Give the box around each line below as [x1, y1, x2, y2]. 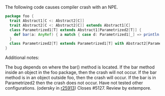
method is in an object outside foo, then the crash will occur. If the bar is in [5, 75, 156, 80]
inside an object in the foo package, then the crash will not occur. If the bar [5, 69, 157, 75]
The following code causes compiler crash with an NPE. [5, 4, 118, 10]
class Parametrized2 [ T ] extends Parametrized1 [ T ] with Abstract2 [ [9, 41, 148, 46]
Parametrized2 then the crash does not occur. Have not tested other [5, 80, 143, 86]
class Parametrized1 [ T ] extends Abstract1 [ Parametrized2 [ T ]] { [9, 27, 142, 32]
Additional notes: [5, 55, 39, 61]
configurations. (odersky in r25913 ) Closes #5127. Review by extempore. [5, 85, 151, 91]
